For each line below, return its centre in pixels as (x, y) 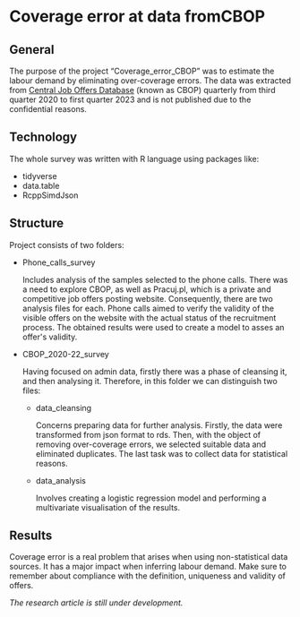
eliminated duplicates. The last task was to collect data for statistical (162, 453)
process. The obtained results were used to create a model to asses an (153, 327)
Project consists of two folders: (67, 244)
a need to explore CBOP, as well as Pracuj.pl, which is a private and (146, 289)
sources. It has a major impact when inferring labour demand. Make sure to (148, 567)
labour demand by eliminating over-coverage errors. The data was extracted (150, 81)
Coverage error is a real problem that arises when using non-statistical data (149, 557)
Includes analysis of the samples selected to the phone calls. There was (155, 279)
